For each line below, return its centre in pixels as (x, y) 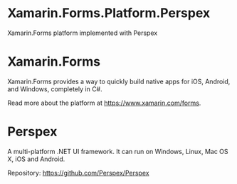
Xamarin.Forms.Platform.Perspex (109, 13)
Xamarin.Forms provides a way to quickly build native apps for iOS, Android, (119, 81)
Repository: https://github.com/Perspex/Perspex (78, 173)
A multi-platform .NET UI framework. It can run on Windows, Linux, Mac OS (118, 151)
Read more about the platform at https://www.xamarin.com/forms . (104, 103)
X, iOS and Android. (36, 159)
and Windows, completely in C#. (55, 89)
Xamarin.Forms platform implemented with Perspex (83, 33)
